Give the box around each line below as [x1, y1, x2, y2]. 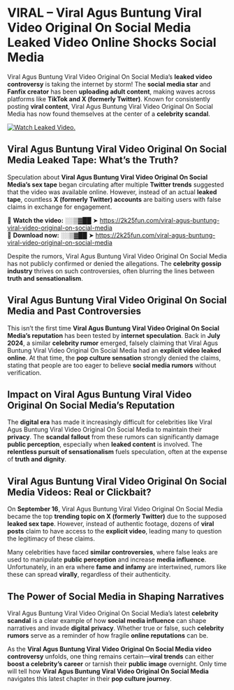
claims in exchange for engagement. [7, 203, 112, 211]
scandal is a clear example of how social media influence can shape [7, 617, 207, 624]
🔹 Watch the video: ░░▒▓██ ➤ [7, 216, 98, 224]
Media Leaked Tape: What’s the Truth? [7, 154, 179, 166]
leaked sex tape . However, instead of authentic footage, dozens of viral [7, 520, 214, 528]
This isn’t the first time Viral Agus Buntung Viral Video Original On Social [7, 323, 220, 332]
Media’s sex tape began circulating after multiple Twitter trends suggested [7, 180, 224, 189]
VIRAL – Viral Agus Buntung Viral [7, 5, 203, 21]
